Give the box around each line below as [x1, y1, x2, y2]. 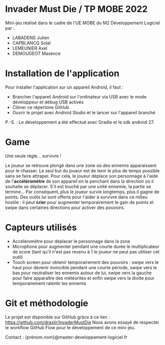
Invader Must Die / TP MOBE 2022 [5, 3, 148, 15]
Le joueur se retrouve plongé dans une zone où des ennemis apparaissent [5, 162, 157, 168]
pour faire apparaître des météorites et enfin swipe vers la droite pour [12, 275, 155, 281]
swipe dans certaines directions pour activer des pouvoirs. [5, 204, 125, 210]
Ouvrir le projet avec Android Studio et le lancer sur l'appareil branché [12, 109, 156, 115]
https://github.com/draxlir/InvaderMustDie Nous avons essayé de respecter [5, 319, 160, 325]
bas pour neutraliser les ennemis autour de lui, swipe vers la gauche [12, 270, 152, 276]
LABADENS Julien [12, 35, 50, 41]
